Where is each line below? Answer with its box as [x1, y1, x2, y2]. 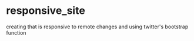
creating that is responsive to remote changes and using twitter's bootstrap [6, 23, 189, 30]
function [6, 29, 26, 36]
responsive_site [6, 4, 85, 17]
